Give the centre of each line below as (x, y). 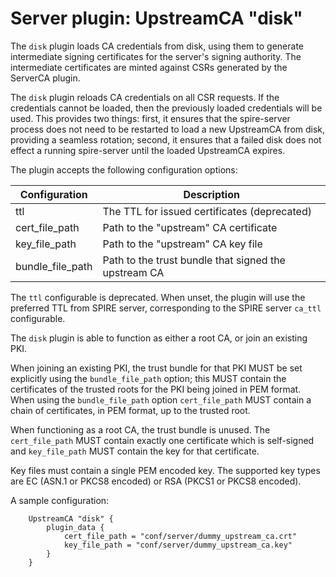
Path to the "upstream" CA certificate (190, 227)
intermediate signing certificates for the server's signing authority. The (156, 56)
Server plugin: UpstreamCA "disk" (156, 18)
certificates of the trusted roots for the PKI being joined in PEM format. (156, 389)
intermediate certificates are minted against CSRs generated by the (149, 67)
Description (211, 194)
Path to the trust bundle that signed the (194, 260)
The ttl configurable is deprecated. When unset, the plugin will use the (158, 297)
